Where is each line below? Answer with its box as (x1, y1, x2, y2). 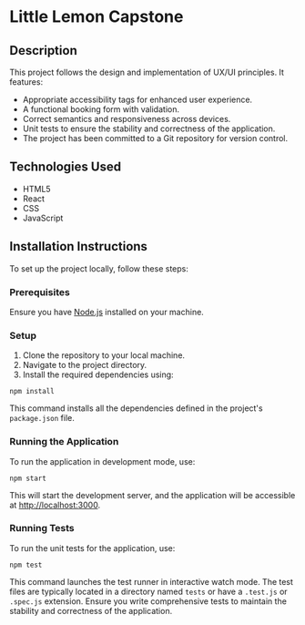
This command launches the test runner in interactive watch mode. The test (9, 576, 294, 587)
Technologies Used (9, 159, 121, 175)
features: (9, 77, 44, 87)
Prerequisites (9, 285, 70, 298)
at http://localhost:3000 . (9, 499, 101, 510)
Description (9, 43, 77, 58)
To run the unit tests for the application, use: (9, 542, 176, 553)
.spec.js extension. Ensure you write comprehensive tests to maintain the (9, 595, 287, 607)
